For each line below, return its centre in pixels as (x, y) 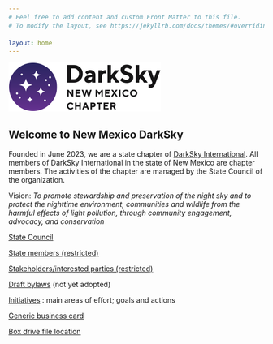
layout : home (30, 43)
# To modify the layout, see (58, 26)
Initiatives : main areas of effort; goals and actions (92, 300)
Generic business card (46, 316)
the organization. (37, 180)
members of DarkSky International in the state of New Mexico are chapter (132, 163)
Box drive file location (45, 332)
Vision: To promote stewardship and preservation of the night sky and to (130, 196)
